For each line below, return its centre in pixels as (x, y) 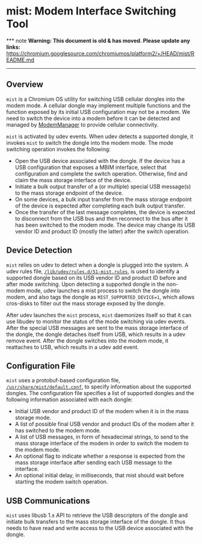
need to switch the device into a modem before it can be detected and (93, 118)
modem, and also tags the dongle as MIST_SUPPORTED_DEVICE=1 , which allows (100, 297)
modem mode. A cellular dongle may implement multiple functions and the (98, 105)
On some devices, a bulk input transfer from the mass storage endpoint (103, 199)
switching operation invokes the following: (59, 149)
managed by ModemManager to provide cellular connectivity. (82, 124)
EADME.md (20, 60)
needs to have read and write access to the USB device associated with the (100, 528)
